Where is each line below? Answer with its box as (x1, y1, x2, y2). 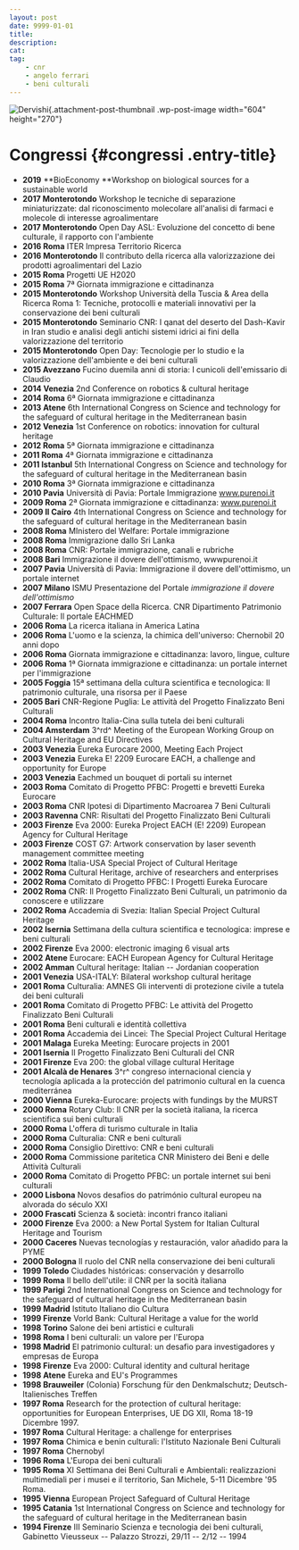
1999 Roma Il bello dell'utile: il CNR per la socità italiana (21, 1274, 228, 1286)
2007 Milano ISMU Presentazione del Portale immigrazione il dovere (21, 582, 275, 593)
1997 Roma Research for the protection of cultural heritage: (21, 1398, 242, 1409)
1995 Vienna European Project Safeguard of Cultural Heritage (21, 1493, 251, 1504)
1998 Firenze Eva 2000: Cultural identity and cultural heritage (21, 1360, 250, 1371)
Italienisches (21, 1388, 70, 1399)
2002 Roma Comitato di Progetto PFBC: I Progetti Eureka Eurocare (21, 876, 268, 887)
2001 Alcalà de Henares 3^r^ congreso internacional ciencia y (21, 1066, 252, 1077)
